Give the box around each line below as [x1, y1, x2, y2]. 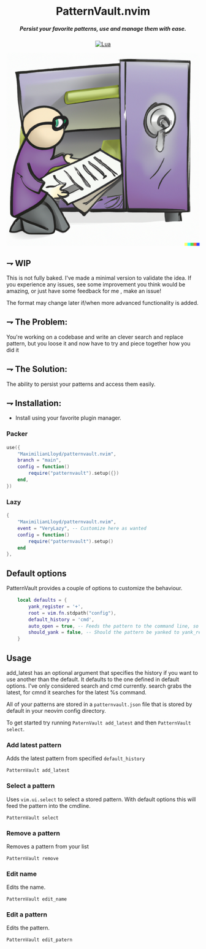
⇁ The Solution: [6, 364, 67, 375]
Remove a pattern [6, 829, 60, 837]
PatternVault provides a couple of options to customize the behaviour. [6, 585, 183, 592]
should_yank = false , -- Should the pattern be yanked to [28, 629, 180, 636]
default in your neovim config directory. [6, 707, 106, 714]
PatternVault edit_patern [6, 937, 72, 943]
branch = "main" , [17, 457, 62, 464]
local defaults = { [17, 597, 67, 604]
